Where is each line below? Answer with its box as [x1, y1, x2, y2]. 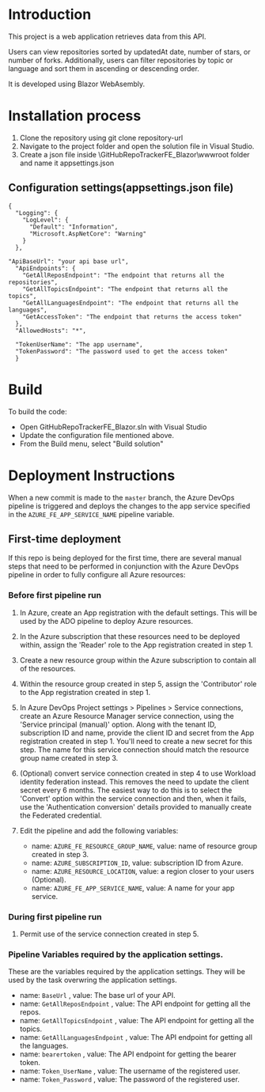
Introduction [8, 6, 92, 24]
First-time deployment [8, 532, 121, 546]
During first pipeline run [8, 911, 102, 922]
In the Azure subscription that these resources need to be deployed [19, 631, 240, 641]
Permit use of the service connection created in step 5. [19, 929, 199, 939]
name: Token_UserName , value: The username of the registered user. [19, 1066, 240, 1076]
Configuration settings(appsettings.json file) [8, 181, 234, 195]
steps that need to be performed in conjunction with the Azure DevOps [8, 561, 240, 571]
